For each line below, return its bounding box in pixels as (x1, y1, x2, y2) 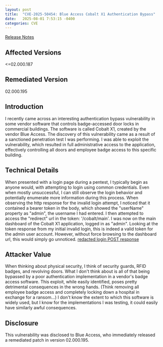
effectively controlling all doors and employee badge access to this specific (5, 147, 157, 152)
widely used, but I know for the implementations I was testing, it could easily (5, 300, 158, 305)
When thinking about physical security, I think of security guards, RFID (5, 263, 146, 269)
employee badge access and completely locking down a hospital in (5, 289, 140, 295)
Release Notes (5, 34, 34, 40)
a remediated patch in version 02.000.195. (5, 337, 89, 343)
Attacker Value (5, 250, 51, 259)
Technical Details (5, 166, 59, 174)
